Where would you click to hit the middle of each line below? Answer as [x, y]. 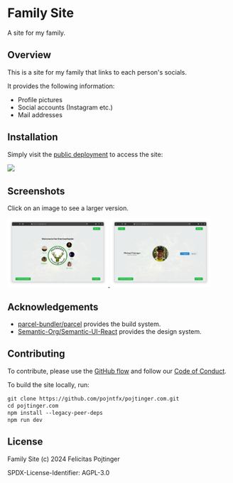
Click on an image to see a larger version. [68, 208]
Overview [29, 55]
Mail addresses [40, 114]
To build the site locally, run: [49, 384]
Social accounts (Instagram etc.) [65, 107]
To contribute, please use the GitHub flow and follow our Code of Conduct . [117, 371]
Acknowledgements [53, 307]
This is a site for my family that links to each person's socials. [97, 72]
